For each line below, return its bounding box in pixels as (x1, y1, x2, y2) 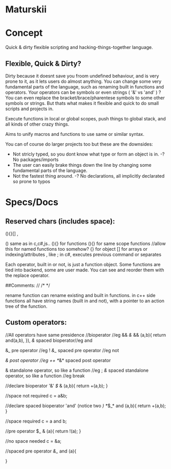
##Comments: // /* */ (5, 282, 50, 288)
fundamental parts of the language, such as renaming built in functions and (5, 83, 164, 90)
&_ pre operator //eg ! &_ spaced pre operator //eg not (5, 347, 119, 353)
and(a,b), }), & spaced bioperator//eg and (5, 337, 93, 343)
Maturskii (5, 4, 47, 15)
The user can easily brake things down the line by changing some (12, 162, 152, 168)
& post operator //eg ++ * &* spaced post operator (5, 357, 111, 363)
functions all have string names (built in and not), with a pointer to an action (5, 298, 165, 304)
